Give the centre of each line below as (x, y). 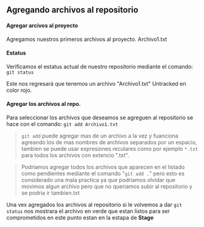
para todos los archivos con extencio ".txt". (75, 155)
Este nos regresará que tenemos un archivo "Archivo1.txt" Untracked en (97, 83)
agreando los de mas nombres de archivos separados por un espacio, (109, 142)
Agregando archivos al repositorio (72, 10)
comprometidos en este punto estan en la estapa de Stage (80, 218)
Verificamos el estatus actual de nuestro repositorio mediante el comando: (100, 66)
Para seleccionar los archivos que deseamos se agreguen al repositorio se (100, 117)
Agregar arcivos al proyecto (42, 25)
